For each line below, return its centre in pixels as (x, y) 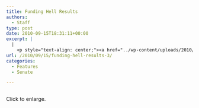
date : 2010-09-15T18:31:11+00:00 (47, 34)
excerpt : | (20, 39)
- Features (25, 66)
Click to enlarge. (26, 99)
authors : (17, 17)
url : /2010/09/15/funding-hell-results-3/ (59, 55)
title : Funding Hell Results (42, 12)
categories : (21, 61)
